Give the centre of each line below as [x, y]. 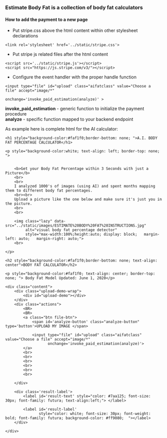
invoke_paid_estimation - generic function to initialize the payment [75, 108]
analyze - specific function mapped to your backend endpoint [69, 119]
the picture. [19, 204]
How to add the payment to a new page [46, 19]
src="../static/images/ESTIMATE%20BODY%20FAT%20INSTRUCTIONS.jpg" [76, 226]
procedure [16, 114]
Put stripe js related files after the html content [60, 54]
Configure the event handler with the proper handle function [74, 77]
